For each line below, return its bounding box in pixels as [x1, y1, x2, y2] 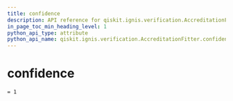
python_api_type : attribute [7, 29, 89, 37]
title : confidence [7, 10, 60, 17]
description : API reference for [7, 17, 101, 24]
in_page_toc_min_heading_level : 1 [7, 23, 107, 30]
